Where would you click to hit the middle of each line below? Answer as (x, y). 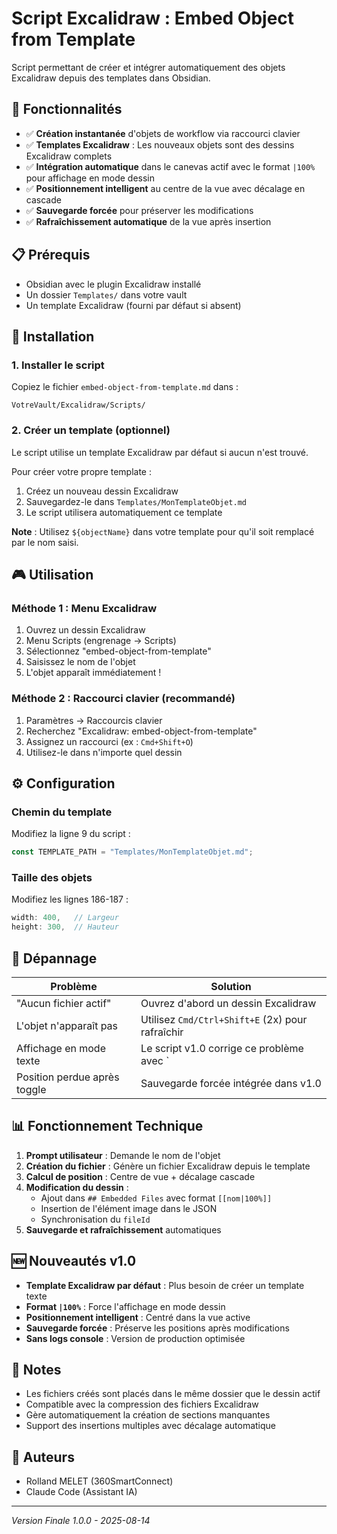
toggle (31, 1089)
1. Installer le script (58, 365)
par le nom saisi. (45, 542)
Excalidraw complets (69, 156)
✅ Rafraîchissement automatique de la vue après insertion (148, 221)
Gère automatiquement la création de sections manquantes (148, 1415)
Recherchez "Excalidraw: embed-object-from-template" (141, 731)
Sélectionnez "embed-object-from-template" (118, 651)
